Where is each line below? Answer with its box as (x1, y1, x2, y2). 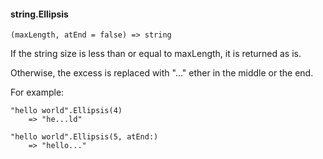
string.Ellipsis (10, 8, 69, 20)
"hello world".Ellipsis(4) (10, 106, 123, 116)
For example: (10, 86, 65, 99)
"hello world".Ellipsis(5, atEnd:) (10, 132, 159, 142)
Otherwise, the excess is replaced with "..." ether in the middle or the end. (10, 67, 314, 79)
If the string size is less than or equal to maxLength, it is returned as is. (10, 48, 302, 60)
